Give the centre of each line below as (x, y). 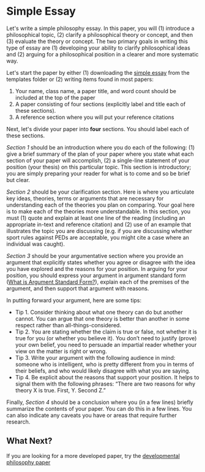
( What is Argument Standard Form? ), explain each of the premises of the (98, 282)
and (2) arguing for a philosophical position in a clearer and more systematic (102, 54)
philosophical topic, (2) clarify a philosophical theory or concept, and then (100, 34)
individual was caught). (36, 244)
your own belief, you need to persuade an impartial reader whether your (106, 344)
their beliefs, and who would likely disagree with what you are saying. (103, 371)
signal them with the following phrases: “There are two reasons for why (105, 384)
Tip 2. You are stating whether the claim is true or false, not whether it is (106, 332)
